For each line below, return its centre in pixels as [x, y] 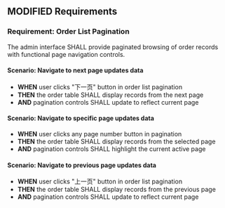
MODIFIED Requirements [62, 12]
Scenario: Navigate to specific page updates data [81, 118]
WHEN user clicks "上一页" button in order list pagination [100, 181]
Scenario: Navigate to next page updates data [75, 70]
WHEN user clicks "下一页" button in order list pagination [100, 86]
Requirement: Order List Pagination [68, 32]
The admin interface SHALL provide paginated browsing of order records [113, 47]
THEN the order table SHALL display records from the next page [110, 95]
